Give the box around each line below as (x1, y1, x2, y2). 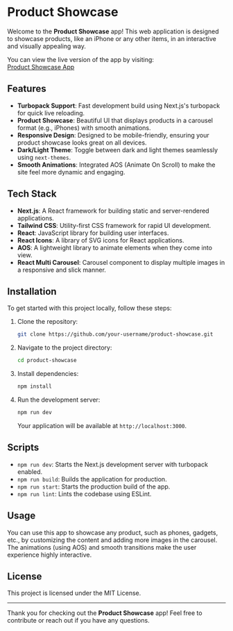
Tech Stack (7, 188, 57, 200)
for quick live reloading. (17, 108, 85, 117)
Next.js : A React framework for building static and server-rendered (17, 206, 209, 215)
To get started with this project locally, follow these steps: (7, 304, 172, 313)
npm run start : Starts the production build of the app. (17, 482, 171, 491)
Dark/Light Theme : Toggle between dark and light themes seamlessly (17, 145, 218, 154)
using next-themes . (17, 153, 71, 161)
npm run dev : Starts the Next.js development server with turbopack (17, 460, 208, 468)
